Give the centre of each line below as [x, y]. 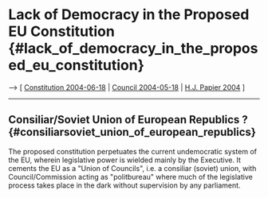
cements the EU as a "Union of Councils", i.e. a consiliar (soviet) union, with [132, 168]
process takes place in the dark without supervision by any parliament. [124, 185]
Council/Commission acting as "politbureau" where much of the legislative [130, 177]
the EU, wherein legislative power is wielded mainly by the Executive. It [125, 160]
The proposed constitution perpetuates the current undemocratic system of [133, 151]
